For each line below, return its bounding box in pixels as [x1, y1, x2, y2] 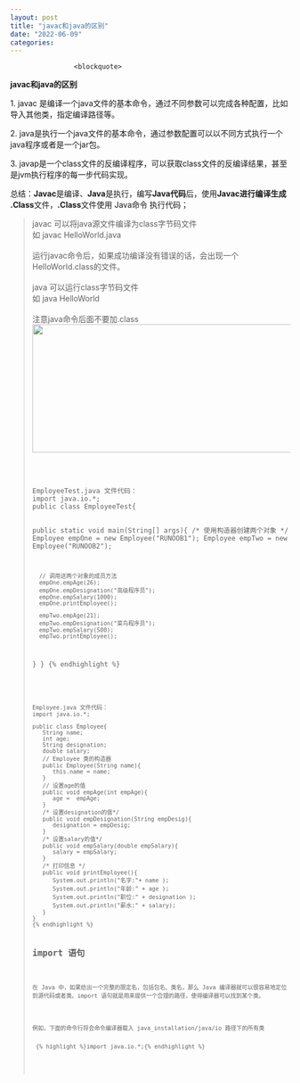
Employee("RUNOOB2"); [31, 541, 112, 551]
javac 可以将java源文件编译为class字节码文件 [31, 219, 198, 229]
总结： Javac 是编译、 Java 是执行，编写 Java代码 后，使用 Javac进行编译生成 [10, 188, 288, 199]
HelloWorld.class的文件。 [31, 261, 126, 272]
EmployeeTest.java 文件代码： [31, 487, 138, 496]
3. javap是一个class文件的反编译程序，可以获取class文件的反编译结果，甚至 [10, 158, 288, 169]
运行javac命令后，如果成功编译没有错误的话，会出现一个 [31, 251, 239, 261]
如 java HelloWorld [31, 293, 101, 304]
